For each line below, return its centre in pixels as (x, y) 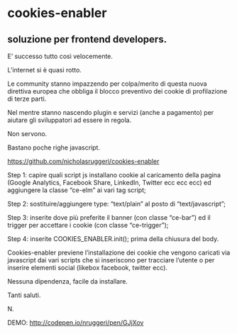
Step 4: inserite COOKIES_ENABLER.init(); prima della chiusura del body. (113, 239)
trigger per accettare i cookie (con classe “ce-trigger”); (88, 225)
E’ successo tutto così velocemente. (60, 56)
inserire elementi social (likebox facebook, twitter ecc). (88, 268)
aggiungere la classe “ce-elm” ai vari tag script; (77, 190)
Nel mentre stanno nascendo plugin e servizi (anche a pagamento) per (111, 112)
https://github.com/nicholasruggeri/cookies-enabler (83, 161)
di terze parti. (27, 99)
